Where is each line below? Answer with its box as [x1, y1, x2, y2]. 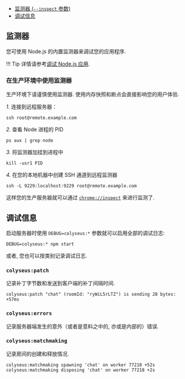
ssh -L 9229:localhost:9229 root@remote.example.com [6, 183, 137, 189]
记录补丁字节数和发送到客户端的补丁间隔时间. [6, 280, 116, 287]
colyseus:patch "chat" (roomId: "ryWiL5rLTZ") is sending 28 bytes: [6, 292, 176, 298]
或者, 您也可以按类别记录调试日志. [6, 252, 88, 259]
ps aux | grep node [6, 138, 54, 144]
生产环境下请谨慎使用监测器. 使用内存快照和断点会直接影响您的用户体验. [6, 91, 180, 98]
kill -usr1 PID [6, 161, 43, 166]
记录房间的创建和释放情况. [6, 350, 69, 357]
